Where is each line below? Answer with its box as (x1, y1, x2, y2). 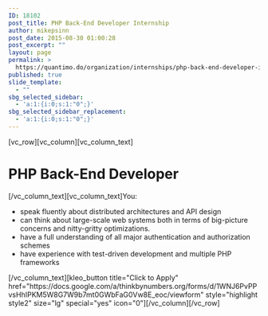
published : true (8, 71, 62, 79)
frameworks (19, 257, 60, 267)
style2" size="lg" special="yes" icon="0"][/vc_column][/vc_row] (8, 298, 221, 307)
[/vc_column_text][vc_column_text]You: (8, 191, 138, 201)
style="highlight (205, 290, 258, 299)
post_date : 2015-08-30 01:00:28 (8, 33, 116, 42)
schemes (19, 240, 50, 250)
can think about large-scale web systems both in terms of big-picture (19, 215, 249, 224)
